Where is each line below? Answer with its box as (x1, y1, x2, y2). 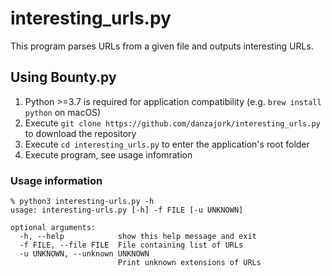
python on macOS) (24, 106, 102, 118)
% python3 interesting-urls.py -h (10, 197, 155, 207)
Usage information (10, 173, 103, 187)
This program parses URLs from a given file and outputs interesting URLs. (10, 40, 314, 52)
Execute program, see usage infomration (24, 148, 193, 161)
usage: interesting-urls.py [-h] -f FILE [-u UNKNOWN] (10, 205, 244, 216)
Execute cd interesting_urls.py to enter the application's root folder (24, 138, 310, 150)
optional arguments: (10, 223, 97, 233)
